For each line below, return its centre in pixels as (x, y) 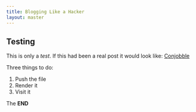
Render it (26, 86)
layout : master (25, 17)
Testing (21, 42)
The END (17, 104)
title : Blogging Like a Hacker (45, 12)
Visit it (23, 92)
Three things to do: (30, 68)
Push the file (30, 79)
